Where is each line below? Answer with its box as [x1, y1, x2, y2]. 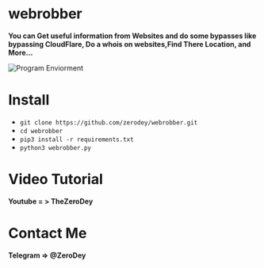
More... [8, 48, 33, 57]
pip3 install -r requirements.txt [19, 136, 134, 144]
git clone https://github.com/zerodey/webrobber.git [19, 118, 198, 127]
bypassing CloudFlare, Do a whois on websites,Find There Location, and [8, 39, 251, 48]
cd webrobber [19, 127, 63, 135]
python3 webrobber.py [19, 144, 91, 151]
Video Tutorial [8, 170, 103, 189]
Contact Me [8, 224, 87, 242]
